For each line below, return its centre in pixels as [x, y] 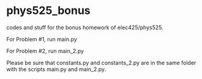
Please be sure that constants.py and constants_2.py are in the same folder [101, 63]
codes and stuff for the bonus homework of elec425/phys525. [85, 27]
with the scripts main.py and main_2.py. [56, 69]
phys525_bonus [48, 11]
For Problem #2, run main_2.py [45, 51]
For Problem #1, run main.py [42, 39]
